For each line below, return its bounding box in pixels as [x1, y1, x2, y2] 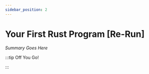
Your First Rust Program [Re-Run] [5, 28, 145, 39]
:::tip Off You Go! [5, 54, 39, 60]
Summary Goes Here [5, 45, 48, 51]
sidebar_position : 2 [5, 7, 48, 12]
